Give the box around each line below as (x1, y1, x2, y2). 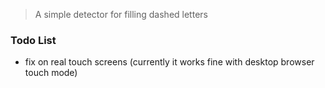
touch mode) (24, 67, 78, 79)
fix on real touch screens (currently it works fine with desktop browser (24, 56, 315, 68)
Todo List (10, 33, 57, 47)
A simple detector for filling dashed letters (34, 9, 208, 20)
